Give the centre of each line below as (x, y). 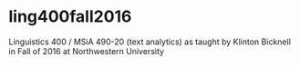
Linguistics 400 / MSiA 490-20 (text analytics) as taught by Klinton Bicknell (150, 42)
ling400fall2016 (70, 17)
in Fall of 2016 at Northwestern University (87, 51)
